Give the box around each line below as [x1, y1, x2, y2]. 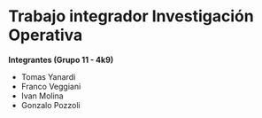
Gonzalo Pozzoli [20, 99, 81, 110]
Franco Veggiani [20, 81, 81, 91]
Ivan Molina [20, 90, 64, 101]
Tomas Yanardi [20, 71, 76, 82]
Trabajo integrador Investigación [8, 6, 254, 27]
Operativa [8, 25, 83, 45]
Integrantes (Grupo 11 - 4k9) [8, 54, 114, 65]
